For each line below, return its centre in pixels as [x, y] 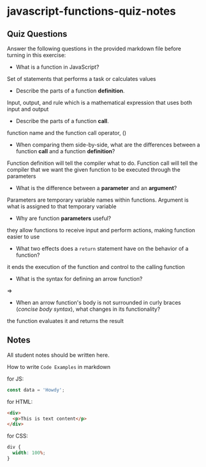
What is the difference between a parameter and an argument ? [96, 188]
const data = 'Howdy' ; [36, 390]
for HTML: [20, 401]
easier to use [23, 237]
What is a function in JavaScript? [58, 67]
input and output [28, 109]
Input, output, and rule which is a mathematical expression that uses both [100, 103]
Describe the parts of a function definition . [70, 91]
